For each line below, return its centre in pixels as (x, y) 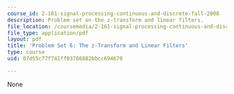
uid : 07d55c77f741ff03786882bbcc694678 (65, 59)
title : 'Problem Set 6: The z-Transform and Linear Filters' (98, 46)
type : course (26, 53)
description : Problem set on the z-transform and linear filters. (106, 20)
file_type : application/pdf (48, 33)
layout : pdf (24, 39)
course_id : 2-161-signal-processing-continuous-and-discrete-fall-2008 (113, 13)
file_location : (29, 26)
